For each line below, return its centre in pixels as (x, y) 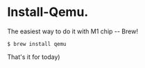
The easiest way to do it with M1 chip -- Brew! (73, 31)
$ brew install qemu (37, 44)
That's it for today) (34, 57)
